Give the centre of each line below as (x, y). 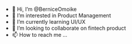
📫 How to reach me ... (39, 35)
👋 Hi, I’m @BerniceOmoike (44, 9)
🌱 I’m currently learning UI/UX (49, 22)
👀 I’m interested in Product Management (62, 15)
